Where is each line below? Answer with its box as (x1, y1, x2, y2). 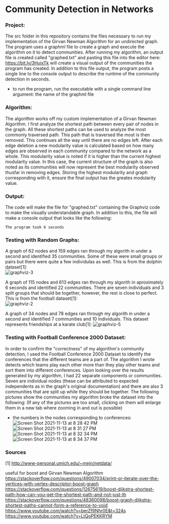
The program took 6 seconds (5, 225, 65, 230)
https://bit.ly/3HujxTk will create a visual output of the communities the (5, 60, 152, 66)
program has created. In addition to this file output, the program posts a (5, 65, 154, 71)
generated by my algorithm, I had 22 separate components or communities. (5, 372, 162, 378)
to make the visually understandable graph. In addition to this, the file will (5, 210, 157, 216)
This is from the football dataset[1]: (5, 295, 78, 302)
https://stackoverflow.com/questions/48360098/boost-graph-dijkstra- (5, 497, 152, 503)
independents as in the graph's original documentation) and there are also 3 (5, 383, 163, 389)
